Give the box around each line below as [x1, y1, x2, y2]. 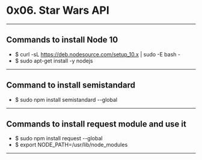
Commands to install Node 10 [6, 35, 118, 45]
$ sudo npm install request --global [14, 135, 103, 142]
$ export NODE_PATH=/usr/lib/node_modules [14, 141, 128, 149]
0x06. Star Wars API [6, 4, 109, 17]
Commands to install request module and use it [6, 119, 186, 129]
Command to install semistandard [6, 80, 136, 90]
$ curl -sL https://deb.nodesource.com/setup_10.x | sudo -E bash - [14, 50, 180, 58]
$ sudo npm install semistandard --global [14, 96, 118, 103]
